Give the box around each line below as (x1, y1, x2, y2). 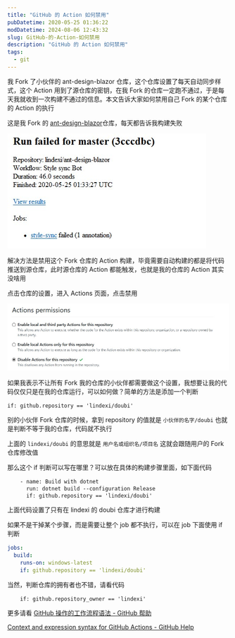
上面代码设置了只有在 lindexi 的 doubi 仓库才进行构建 (7, 505, 160, 514)
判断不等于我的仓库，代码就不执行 (13, 424, 113, 433)
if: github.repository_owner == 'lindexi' (20, 595, 146, 603)
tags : (7, 49, 23, 56)
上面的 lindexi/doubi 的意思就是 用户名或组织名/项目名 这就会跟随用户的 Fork (7, 440, 224, 448)
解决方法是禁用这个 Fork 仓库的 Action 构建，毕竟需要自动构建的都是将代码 (7, 256, 225, 265)
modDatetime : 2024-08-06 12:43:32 (7, 26, 109, 33)
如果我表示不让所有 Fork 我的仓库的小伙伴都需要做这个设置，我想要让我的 (7, 378, 222, 387)
